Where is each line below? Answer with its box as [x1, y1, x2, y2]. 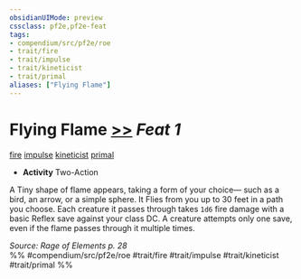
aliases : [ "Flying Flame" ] [9, 80, 111, 89]
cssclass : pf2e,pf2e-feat [9, 22, 107, 31]
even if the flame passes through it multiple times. [9, 222, 196, 233]
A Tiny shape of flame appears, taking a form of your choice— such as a [9, 184, 280, 195]
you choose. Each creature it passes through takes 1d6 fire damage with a [9, 203, 285, 214]
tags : [9, 30, 30, 39]
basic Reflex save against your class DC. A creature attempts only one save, [9, 213, 293, 224]
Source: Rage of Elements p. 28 [9, 240, 128, 251]
